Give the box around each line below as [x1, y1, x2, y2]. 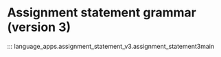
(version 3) [7, 19, 71, 35]
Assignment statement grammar [7, 5, 197, 21]
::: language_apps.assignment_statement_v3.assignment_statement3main [7, 42, 215, 50]
